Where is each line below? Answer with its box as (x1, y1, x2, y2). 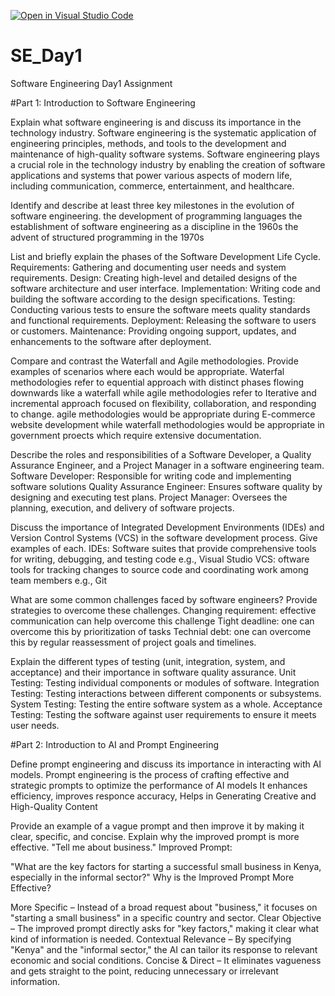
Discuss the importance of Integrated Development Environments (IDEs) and (10, 521, 325, 533)
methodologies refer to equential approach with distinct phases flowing (10, 376, 305, 388)
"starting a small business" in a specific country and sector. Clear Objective (10, 911, 322, 924)
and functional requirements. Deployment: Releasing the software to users (10, 314, 317, 326)
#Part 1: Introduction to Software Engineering (10, 96, 196, 109)
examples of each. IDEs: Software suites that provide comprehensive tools (10, 542, 317, 554)
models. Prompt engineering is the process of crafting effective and (10, 768, 290, 780)
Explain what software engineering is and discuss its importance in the (10, 116, 302, 128)
